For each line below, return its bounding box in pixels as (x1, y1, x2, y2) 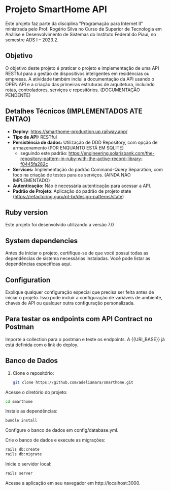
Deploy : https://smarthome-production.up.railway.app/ (12, 128, 128, 135)
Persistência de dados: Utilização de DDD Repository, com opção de (12, 139, 158, 145)
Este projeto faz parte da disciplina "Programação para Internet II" (5, 20, 144, 27)
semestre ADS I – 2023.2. (5, 37, 59, 43)
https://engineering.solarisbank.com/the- (68, 150, 155, 156)
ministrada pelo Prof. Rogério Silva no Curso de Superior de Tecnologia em (5, 25, 162, 32)
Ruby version (5, 208, 48, 217)
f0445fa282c (20, 161, 48, 167)
